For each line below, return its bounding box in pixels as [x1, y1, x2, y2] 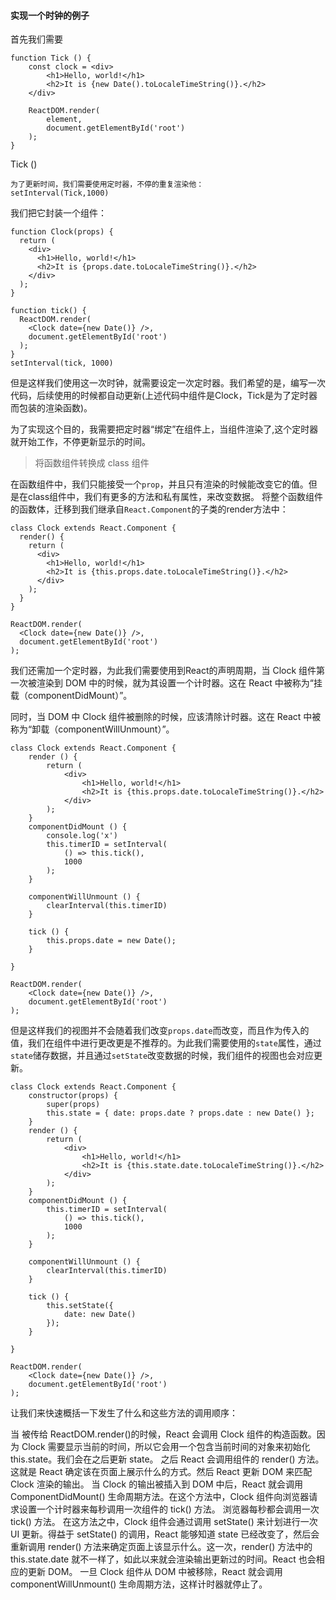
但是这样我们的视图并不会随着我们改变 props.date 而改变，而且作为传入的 [10, 1025, 310, 1037]
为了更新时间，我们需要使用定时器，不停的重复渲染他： [10, 180, 205, 190]
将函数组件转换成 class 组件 [34, 457, 150, 469]
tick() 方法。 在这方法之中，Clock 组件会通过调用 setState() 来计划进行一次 [10, 1516, 318, 1528]
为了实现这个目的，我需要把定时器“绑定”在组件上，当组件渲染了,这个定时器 [10, 423, 319, 435]
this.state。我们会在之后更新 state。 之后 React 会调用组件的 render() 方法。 [10, 1453, 325, 1465]
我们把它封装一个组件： [10, 207, 107, 219]
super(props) [46, 1100, 101, 1110]
